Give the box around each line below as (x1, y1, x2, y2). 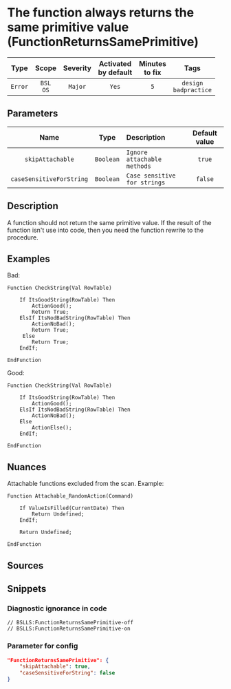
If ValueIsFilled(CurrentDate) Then (19, 505, 125, 512)
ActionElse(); (32, 425, 72, 432)
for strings (126, 178, 166, 187)
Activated (98, 59, 132, 68)
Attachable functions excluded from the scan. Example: (7, 480, 164, 488)
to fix (144, 67, 162, 77)
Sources (7, 560, 44, 571)
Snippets (7, 583, 47, 595)
